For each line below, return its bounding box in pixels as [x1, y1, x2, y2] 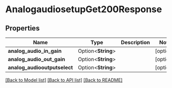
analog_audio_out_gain [8, 56, 66, 63]
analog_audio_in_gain [8, 47, 62, 54]
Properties [5, 24, 40, 33]
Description [121, 39, 150, 46]
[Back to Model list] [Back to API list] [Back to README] [5, 77, 123, 83]
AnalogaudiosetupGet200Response [5, 4, 162, 15]
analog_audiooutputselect [8, 64, 73, 71]
